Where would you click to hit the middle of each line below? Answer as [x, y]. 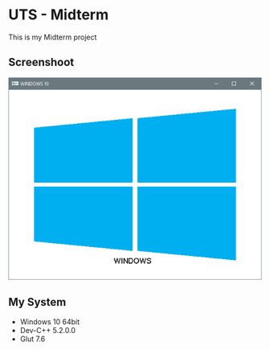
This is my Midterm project [53, 37]
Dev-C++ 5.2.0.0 [48, 330]
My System [37, 302]
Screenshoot [41, 62]
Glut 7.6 [33, 339]
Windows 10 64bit [50, 321]
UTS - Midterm [59, 15]
